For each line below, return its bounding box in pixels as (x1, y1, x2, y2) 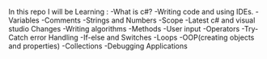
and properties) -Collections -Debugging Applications (8, 41, 188, 51)
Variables (8, 15, 40, 25)
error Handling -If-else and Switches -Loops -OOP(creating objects (29, 32, 255, 42)
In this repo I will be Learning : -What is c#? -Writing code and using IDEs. (8, 7, 254, 16)
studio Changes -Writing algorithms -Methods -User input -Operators (8, 24, 240, 33)
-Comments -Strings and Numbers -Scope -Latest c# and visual (40, 15, 256, 25)
